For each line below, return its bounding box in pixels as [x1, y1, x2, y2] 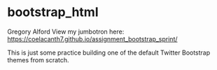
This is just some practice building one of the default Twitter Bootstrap [7, 48, 211, 57]
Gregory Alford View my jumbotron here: [7, 27, 125, 36]
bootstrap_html [7, 4, 99, 20]
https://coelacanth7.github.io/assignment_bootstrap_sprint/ [7, 34, 178, 43]
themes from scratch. [7, 55, 69, 64]
